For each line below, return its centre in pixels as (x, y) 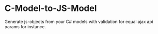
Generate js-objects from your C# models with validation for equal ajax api (79, 22)
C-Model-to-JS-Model (51, 8)
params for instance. (25, 26)
